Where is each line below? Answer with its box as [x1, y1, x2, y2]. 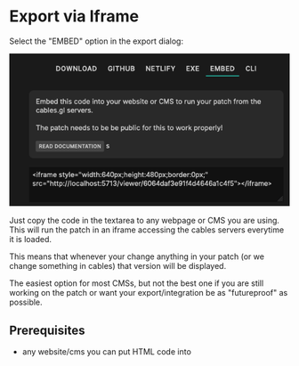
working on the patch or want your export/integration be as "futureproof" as [9, 288, 288, 298]
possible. [9, 297, 43, 308]
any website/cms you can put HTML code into [21, 346, 191, 357]
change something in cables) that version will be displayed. [9, 261, 227, 272]
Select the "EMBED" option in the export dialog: [9, 36, 184, 46]
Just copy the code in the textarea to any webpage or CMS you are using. [9, 216, 280, 226]
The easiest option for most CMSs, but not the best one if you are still [9, 278, 264, 289]
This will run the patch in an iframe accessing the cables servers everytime [9, 224, 285, 235]
